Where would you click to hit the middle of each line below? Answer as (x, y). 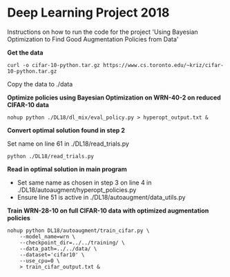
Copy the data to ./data (40, 84)
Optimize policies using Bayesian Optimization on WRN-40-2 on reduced (114, 97)
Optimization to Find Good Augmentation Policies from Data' (93, 39)
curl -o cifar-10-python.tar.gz (54, 65)
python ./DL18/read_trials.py (51, 156)
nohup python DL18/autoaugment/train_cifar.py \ (78, 230)
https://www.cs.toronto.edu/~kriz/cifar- (163, 65)
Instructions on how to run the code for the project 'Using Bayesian (103, 32)
